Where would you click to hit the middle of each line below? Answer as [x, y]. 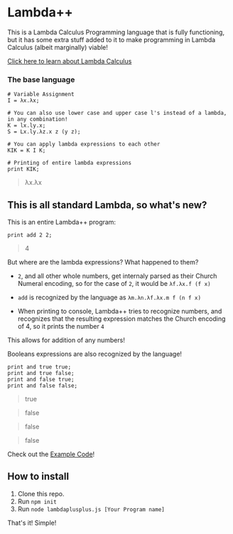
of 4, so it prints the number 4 [61, 327]
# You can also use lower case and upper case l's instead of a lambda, [117, 113]
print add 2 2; [30, 235]
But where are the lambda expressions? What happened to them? [103, 262]
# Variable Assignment [41, 94]
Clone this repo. [41, 493]
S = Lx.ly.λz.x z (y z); [44, 132]
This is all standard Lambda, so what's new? [107, 205]
